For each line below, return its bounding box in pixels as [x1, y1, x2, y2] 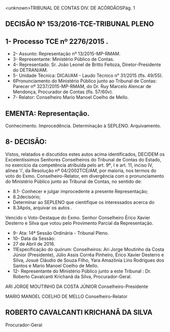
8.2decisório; [12, 194, 41, 200]
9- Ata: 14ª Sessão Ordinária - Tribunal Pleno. [12, 230, 109, 236]
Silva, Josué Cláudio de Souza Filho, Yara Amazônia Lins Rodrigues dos [12, 257, 164, 263]
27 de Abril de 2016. [12, 241, 55, 247]
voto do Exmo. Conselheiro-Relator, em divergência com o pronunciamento [5, 173, 164, 179]
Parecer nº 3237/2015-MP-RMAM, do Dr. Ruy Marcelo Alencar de [12, 84, 152, 90]
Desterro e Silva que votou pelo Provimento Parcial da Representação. [5, 220, 154, 226]
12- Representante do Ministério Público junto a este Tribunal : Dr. [12, 268, 152, 274]
